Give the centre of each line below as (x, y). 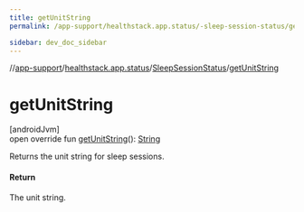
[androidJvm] (35, 129)
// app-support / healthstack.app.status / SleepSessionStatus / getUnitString (144, 68)
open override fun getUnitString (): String (85, 139)
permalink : (30, 26)
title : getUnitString (50, 18)
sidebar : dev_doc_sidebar (58, 42)
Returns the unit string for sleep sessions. (87, 157)
